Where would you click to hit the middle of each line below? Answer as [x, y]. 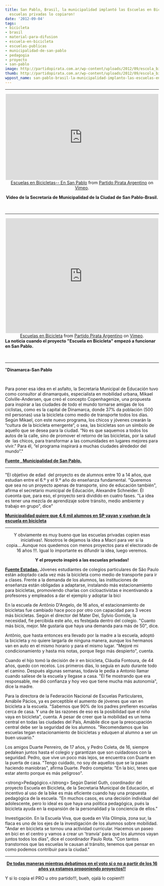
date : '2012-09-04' [25, 19]
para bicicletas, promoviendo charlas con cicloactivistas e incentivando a [79, 590]
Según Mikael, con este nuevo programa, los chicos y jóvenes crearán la [78, 420]
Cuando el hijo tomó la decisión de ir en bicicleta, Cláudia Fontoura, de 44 [79, 660]
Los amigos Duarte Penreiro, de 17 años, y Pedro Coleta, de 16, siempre [77, 747]
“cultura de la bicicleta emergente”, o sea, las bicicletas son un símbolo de [80, 425]
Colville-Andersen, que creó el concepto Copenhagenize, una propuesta [78, 399]
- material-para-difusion [31, 37]
